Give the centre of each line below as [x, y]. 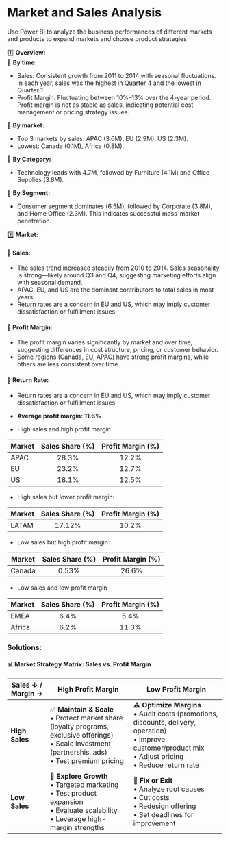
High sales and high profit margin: [65, 429]
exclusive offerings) [82, 735]
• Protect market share [87, 718]
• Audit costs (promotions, [176, 714]
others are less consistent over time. [68, 364]
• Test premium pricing [87, 760]
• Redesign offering [165, 806]
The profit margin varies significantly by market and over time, [105, 342]
